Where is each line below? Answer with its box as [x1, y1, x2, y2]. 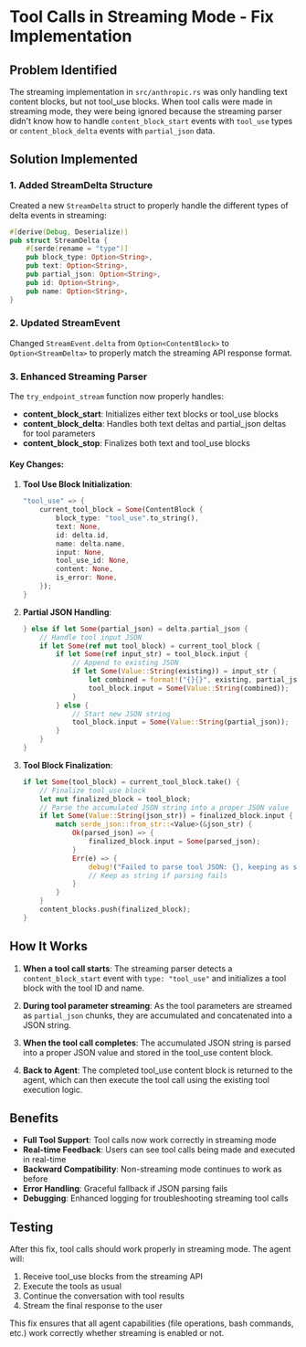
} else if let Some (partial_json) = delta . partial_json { [22, 624, 248, 633]
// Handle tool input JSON [39, 632, 142, 642]
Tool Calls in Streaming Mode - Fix [9, 6, 274, 27]
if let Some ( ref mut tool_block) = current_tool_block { [39, 642, 261, 651]
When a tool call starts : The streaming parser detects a [22, 962, 233, 974]
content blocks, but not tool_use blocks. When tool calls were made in [9, 96, 273, 107]
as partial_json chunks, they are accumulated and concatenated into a [22, 1010, 292, 1021]
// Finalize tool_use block [39, 786, 146, 795]
